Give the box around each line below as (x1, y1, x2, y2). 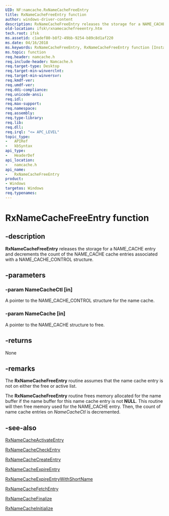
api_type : (5, 148, 26, 153)
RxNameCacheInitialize (5, 505, 53, 511)
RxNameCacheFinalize (5, 496, 52, 502)
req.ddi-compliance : (5, 87, 49, 92)
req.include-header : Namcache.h (5, 59, 73, 64)
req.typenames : (5, 190, 37, 195)
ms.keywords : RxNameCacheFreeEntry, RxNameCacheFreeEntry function (5, 45, 150, 50)
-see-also (5, 424, 37, 432)
